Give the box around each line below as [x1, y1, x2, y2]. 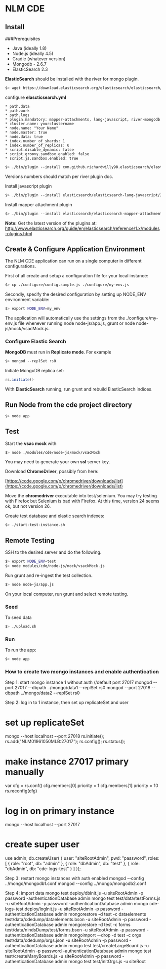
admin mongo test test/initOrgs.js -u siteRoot [54, 959, 146, 965]
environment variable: [5, 297, 49, 303]
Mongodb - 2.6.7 [12, 61, 47, 67]
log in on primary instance [5, 805, 115, 816]
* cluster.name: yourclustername [5, 121, 74, 126]
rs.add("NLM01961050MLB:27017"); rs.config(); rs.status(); [5, 739, 125, 745]
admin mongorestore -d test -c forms [54, 922, 131, 927]
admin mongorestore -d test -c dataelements [54, 911, 147, 917]
